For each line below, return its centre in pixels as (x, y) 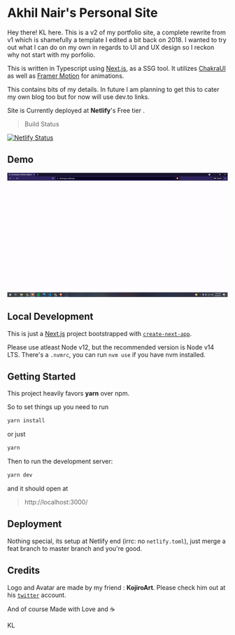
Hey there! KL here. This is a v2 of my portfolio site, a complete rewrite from (116, 32)
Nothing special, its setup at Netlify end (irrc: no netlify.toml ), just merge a (116, 541)
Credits (24, 571)
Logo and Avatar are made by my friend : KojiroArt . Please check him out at (116, 587)
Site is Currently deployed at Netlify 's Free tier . (76, 110)
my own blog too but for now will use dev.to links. (79, 97)
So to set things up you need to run (58, 407)
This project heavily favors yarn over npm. (69, 394)
